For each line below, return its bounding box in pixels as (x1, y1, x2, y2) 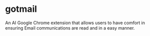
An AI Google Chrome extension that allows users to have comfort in (5, 20, 145, 26)
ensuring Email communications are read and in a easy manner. (5, 25, 135, 31)
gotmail (5, 3, 37, 15)
